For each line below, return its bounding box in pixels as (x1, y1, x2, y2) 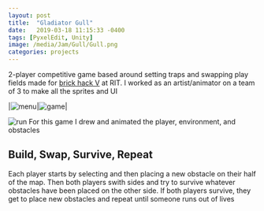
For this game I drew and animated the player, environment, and (28, 117, 236, 126)
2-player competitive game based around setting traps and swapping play (8, 70, 249, 79)
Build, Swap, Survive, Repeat (8, 148, 154, 161)
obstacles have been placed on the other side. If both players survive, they (8, 186, 251, 195)
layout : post (8, 11, 51, 20)
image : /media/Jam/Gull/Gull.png (8, 41, 118, 49)
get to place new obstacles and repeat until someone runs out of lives (8, 194, 235, 203)
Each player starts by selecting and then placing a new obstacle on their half (8, 168, 256, 178)
